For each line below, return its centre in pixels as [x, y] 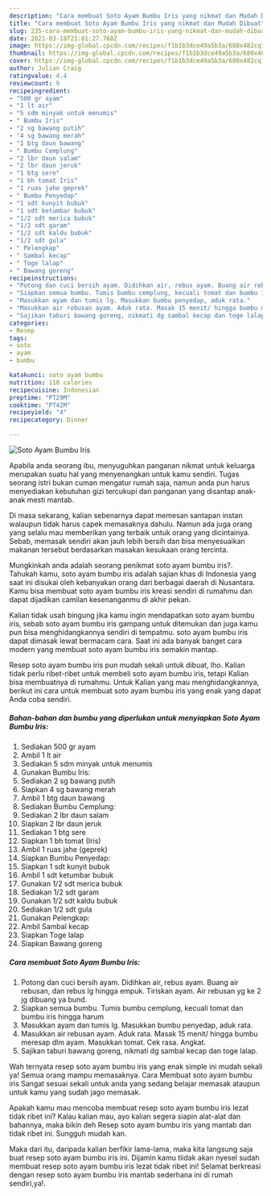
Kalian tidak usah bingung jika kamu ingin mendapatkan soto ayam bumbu [132, 615]
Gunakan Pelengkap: [55, 918]
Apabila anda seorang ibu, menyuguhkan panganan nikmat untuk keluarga [132, 465]
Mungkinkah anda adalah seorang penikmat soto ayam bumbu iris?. [121, 565]
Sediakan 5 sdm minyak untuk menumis [86, 763]
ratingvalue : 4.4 [38, 76]
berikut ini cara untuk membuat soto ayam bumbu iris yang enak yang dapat [135, 691]
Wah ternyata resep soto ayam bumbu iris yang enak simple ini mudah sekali [136, 1066]
